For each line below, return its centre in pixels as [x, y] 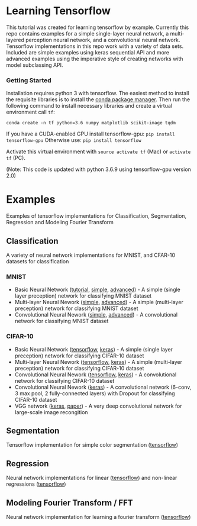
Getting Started [29, 80]
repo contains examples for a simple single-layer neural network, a [88, 33]
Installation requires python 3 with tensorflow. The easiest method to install [98, 93]
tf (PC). [16, 158]
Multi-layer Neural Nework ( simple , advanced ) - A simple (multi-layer [99, 302]
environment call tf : [30, 112]
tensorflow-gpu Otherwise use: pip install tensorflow [74, 140]
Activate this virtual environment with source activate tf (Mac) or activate [98, 151]
